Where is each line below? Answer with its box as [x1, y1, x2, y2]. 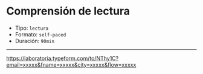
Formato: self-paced [14, 30, 66, 38]
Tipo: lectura [14, 24, 49, 32]
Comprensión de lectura [6, 4, 130, 18]
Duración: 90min [14, 37, 55, 44]
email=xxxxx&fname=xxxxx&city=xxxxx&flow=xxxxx [6, 61, 137, 68]
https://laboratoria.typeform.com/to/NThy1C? [6, 55, 119, 62]
